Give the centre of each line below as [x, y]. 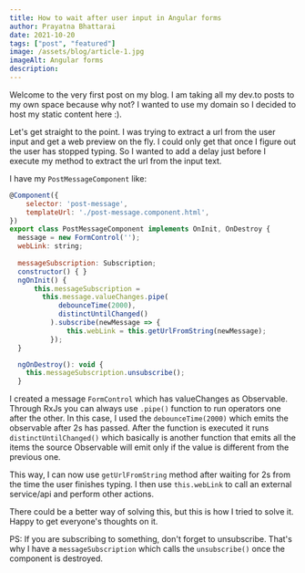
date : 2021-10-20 [42, 35]
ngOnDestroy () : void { [61, 365]
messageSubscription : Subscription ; [87, 263]
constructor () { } [53, 271]
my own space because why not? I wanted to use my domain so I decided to [153, 104]
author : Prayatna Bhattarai [63, 26]
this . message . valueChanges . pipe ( [106, 297]
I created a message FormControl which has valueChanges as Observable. [149, 399]
